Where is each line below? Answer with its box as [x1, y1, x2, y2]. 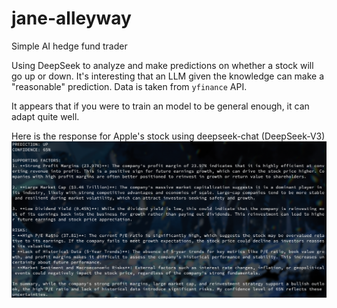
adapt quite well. [11, 110, 80, 122]
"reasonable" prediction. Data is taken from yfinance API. [11, 80, 248, 92]
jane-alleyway [11, 7, 132, 30]
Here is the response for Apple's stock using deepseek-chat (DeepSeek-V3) [11, 130, 326, 142]
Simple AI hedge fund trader [11, 40, 128, 52]
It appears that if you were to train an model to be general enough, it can [11, 100, 310, 112]
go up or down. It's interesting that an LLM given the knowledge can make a [11, 70, 325, 82]
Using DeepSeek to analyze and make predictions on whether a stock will [11, 59, 314, 71]
